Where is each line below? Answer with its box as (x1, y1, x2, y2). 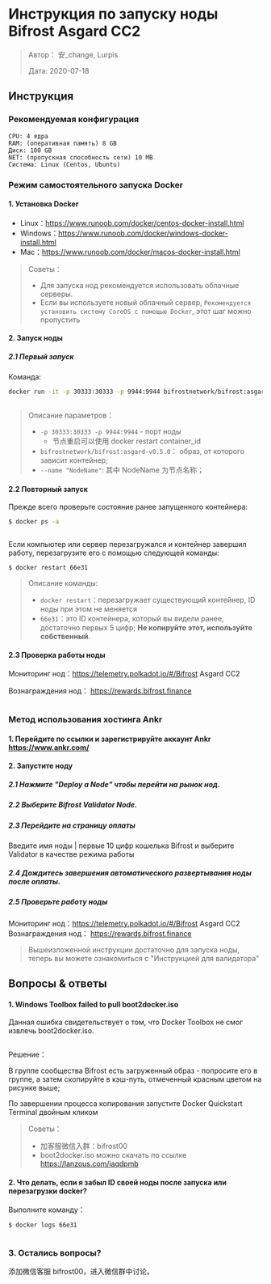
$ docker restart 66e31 (8, 564, 89, 572)
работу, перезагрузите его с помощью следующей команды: (8, 548, 219, 558)
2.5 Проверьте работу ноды (8, 897, 108, 907)
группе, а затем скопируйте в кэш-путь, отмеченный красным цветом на (8, 1074, 262, 1084)
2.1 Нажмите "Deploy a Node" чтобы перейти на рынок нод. (8, 780, 220, 790)
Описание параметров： (27, 410, 115, 421)
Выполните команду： (8, 1205, 85, 1214)
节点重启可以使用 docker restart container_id (52, 436, 202, 446)
